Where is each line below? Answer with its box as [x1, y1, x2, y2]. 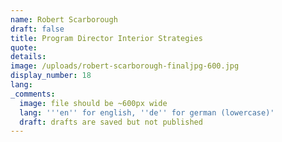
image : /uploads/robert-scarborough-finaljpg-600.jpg [10, 61, 240, 71]
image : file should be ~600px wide [19, 98, 168, 108]
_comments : [10, 89, 56, 99]
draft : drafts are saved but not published [19, 117, 203, 127]
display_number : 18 [10, 71, 92, 81]
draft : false [10, 24, 65, 34]
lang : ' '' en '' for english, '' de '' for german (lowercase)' [19, 107, 275, 118]
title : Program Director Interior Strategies [10, 33, 203, 43]
